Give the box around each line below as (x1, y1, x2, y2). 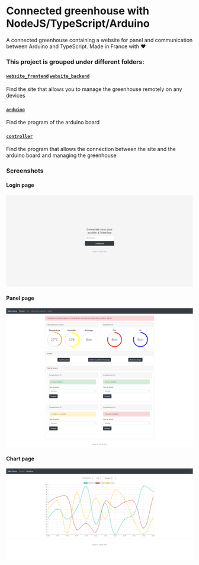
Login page (6, 181, 34, 189)
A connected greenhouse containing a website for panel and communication (6, 36, 193, 43)
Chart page (6, 455, 34, 462)
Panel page (6, 294, 34, 302)
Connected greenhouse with (6, 4, 150, 18)
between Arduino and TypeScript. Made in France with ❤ (6, 43, 146, 50)
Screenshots (6, 167, 44, 175)
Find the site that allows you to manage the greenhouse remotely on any (6, 86, 182, 93)
